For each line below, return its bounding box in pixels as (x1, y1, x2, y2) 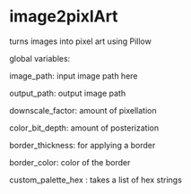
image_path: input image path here (9, 70, 138, 81)
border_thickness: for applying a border (9, 139, 156, 150)
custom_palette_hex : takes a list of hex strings (9, 174, 182, 185)
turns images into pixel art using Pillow (9, 36, 152, 46)
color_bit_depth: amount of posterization (9, 122, 160, 133)
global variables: (9, 53, 71, 63)
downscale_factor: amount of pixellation (9, 105, 157, 115)
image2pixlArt (9, 6, 118, 27)
